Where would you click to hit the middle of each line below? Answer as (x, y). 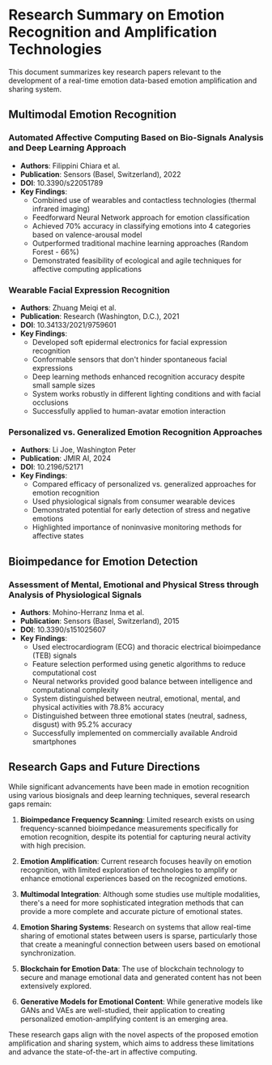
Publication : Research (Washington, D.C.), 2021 (100, 316)
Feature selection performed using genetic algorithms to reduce (139, 663)
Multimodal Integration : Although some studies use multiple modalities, (140, 894)
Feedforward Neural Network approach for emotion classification (141, 217)
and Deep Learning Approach (68, 148)
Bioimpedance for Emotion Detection (103, 561)
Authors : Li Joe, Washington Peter (78, 450)
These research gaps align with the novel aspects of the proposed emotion (134, 1034)
